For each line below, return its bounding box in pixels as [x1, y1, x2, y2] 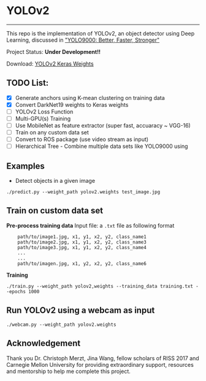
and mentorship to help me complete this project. [6, 368, 131, 375]
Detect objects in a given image [15, 177, 96, 185]
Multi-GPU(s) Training [15, 115, 71, 122]
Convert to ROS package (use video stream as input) [15, 136, 149, 143]
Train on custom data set [6, 206, 103, 216]
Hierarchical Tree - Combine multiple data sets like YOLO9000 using [15, 142, 188, 150]
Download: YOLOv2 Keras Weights [6, 60, 94, 67]
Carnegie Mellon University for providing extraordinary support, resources [6, 361, 194, 368]
